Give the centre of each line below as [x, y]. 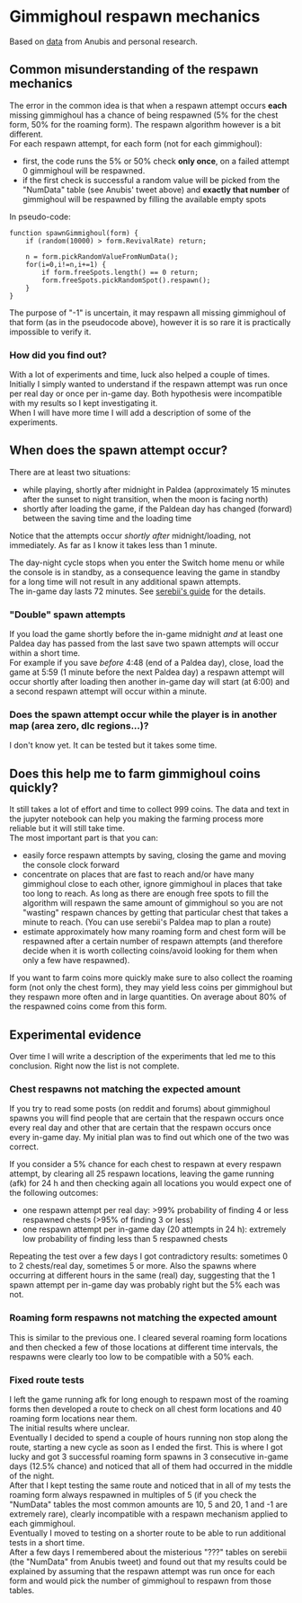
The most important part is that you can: [84, 838]
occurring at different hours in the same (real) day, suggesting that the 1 [142, 1275]
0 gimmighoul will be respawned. [84, 170]
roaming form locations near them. [73, 1418]
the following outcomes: [54, 1193]
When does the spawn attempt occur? [119, 451]
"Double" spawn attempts [67, 615]
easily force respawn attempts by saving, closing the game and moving [154, 855]
